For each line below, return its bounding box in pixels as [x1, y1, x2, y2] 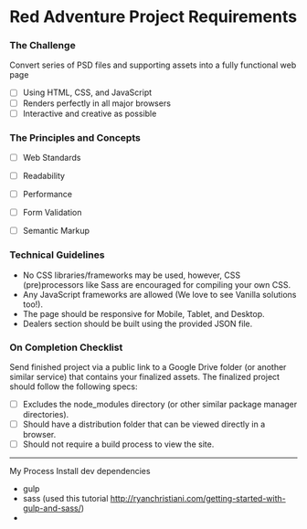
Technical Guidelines [9, 249, 105, 261]
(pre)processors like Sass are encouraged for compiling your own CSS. [22, 279, 291, 290]
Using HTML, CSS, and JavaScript [22, 87, 153, 98]
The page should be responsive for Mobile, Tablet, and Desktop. [22, 308, 265, 319]
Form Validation [22, 207, 82, 218]
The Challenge [9, 39, 76, 52]
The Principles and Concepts [9, 131, 142, 143]
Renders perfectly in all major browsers [22, 98, 172, 109]
